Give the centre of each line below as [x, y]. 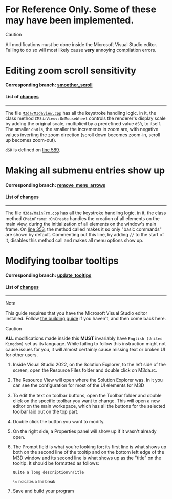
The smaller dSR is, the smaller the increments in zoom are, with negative [82, 129]
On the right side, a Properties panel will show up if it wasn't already [85, 431]
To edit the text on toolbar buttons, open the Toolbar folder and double [87, 395]
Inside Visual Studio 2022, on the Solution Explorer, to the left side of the [89, 364]
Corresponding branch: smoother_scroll [49, 85]
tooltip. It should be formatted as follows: [56, 463]
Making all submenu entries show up [85, 171]
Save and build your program [43, 491]
